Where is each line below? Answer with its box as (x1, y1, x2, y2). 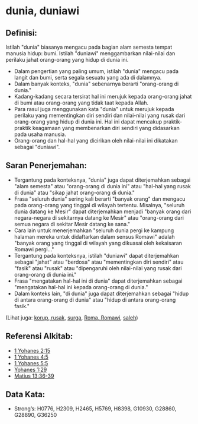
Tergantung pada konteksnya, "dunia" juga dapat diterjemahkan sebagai (14, 176, 191, 183)
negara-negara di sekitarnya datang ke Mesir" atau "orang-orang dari (14, 214, 184, 221)
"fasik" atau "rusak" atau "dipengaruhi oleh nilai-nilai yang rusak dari (14, 264, 182, 271)
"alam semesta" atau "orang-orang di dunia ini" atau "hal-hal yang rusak (14, 182, 191, 189)
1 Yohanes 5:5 (14, 359, 48, 366)
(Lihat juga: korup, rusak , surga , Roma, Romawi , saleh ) (5, 314, 138, 321)
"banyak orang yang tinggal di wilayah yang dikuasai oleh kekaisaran (14, 239, 183, 246)
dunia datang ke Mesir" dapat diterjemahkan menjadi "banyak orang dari (14, 208, 191, 215)
